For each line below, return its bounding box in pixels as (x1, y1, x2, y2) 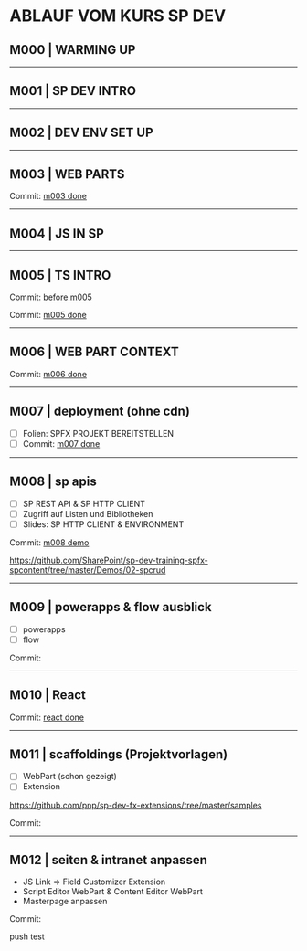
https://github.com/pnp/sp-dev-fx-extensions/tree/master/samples (9, 799, 262, 810)
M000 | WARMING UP (9, 42, 136, 58)
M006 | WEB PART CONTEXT (9, 344, 180, 360)
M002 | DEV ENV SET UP (9, 125, 153, 141)
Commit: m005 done (9, 310, 87, 321)
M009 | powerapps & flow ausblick (9, 599, 212, 615)
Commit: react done (9, 712, 85, 723)
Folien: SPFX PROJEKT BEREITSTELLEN (22, 428, 175, 439)
